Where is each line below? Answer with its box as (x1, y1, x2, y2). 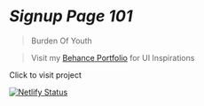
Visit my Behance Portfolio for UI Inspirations (30, 52, 195, 63)
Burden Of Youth (30, 35, 93, 46)
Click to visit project (9, 69, 82, 80)
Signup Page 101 (9, 6, 133, 26)
